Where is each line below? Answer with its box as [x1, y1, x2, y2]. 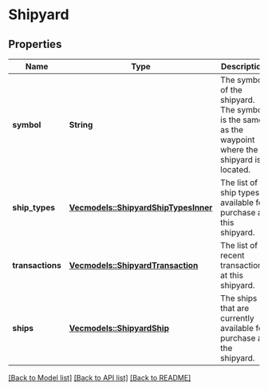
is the [220, 114, 241, 125]
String [69, 120, 93, 130]
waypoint [220, 134, 255, 145]
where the [220, 144, 258, 155]
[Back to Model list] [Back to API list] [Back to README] [8, 373, 191, 382]
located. [220, 164, 251, 175]
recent [220, 250, 245, 261]
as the [220, 124, 244, 135]
